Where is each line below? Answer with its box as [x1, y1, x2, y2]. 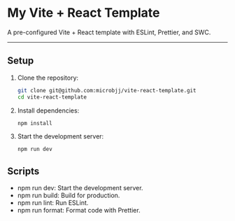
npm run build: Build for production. [17, 191, 120, 200]
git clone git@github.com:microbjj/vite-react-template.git [17, 87, 197, 94]
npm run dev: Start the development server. [17, 184, 143, 192]
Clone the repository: [17, 73, 79, 82]
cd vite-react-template [17, 93, 87, 101]
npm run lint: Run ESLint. [17, 199, 89, 207]
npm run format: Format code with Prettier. [17, 206, 141, 215]
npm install [17, 120, 52, 127]
